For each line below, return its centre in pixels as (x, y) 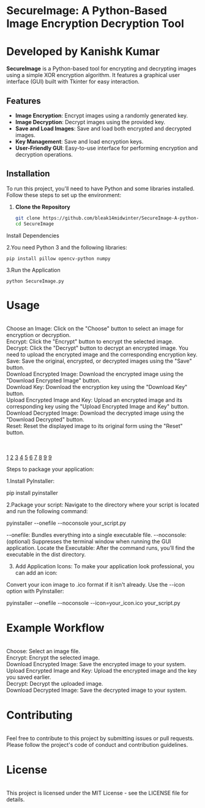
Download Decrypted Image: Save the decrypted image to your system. (97, 690)
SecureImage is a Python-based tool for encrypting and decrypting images (102, 69)
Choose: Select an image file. (43, 651)
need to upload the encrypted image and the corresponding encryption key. (102, 355)
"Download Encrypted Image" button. (54, 380)
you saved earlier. (29, 677)
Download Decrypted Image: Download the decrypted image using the (95, 413)
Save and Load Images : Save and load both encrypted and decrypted (103, 128)
